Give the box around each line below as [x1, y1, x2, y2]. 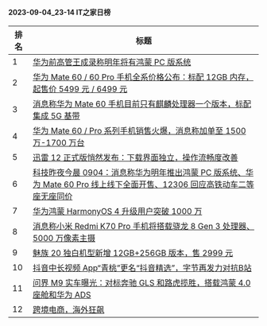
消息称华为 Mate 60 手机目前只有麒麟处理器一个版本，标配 [33, 99, 252, 110]
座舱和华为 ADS [33, 289, 91, 301]
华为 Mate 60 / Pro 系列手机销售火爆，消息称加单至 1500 [33, 126, 246, 137]
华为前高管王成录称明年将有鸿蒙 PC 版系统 [33, 56, 192, 68]
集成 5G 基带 [33, 111, 81, 122]
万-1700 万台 [33, 138, 85, 149]
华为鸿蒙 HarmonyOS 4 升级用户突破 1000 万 [33, 206, 203, 217]
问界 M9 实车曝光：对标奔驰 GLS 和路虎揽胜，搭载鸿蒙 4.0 [33, 277, 251, 289]
